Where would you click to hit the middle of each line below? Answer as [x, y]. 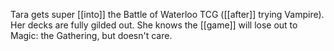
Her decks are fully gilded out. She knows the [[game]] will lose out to [154, 25]
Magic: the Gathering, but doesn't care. [91, 35]
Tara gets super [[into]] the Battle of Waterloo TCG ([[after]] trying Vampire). [167, 14]
